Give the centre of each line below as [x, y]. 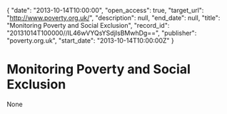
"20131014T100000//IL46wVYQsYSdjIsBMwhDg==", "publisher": [102, 33]
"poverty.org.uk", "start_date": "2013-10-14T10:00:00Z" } [90, 41]
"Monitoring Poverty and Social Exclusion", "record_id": [88, 25]
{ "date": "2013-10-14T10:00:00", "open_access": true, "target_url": [105, 10]
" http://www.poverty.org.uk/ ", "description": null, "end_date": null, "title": [113, 18]
